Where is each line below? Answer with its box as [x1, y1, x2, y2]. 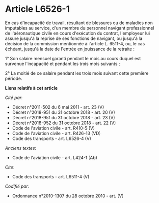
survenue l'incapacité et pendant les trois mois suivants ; [5, 61, 120, 67]
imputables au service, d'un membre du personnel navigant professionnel [5, 25, 155, 31]
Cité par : [5, 95, 23, 101]
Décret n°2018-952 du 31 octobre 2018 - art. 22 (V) [12, 120, 116, 126]
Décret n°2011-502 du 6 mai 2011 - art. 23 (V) [12, 104, 105, 110]
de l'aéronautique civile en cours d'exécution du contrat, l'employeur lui [5, 30, 150, 36]
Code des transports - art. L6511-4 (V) [12, 173, 90, 179]
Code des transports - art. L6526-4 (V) [12, 135, 92, 141]
